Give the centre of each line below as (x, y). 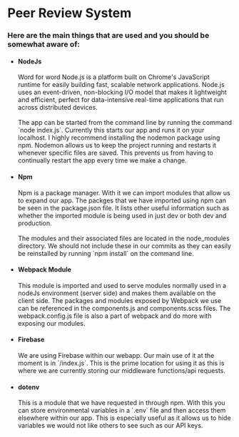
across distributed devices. (57, 108)
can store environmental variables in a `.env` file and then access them (122, 411)
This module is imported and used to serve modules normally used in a (122, 285)
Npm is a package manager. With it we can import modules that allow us (124, 192)
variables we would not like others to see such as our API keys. (110, 426)
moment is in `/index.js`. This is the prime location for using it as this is (121, 363)
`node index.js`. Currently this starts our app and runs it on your (111, 130)
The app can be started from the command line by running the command (124, 123)
